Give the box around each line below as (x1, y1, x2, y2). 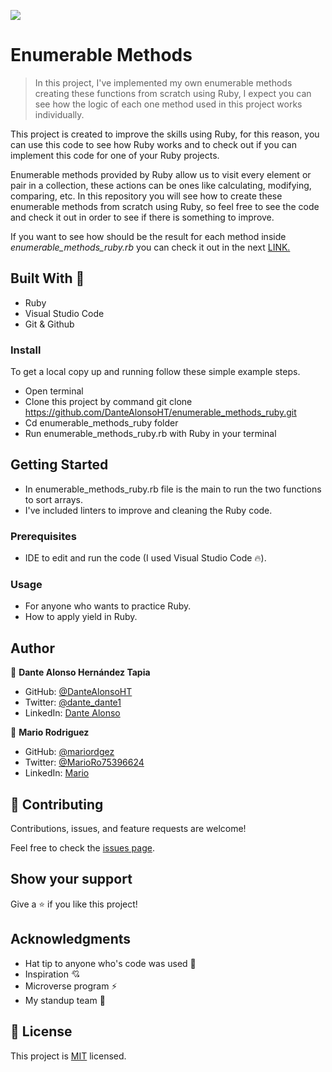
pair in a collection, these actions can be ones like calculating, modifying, (10, 179, 312, 191)
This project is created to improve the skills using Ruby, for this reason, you (10, 128, 320, 140)
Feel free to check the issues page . (10, 842, 155, 854)
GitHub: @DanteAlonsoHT (24, 686, 133, 698)
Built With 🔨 (10, 270, 85, 287)
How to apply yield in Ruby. (24, 611, 138, 623)
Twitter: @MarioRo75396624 (24, 756, 145, 769)
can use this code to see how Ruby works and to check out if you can (10, 138, 297, 150)
